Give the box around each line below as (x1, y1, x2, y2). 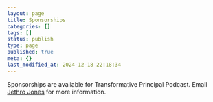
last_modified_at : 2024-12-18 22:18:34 (7, 61, 122, 68)
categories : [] (7, 23, 51, 30)
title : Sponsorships (7, 17, 67, 23)
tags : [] (7, 29, 32, 37)
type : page (7, 42, 38, 49)
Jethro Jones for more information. (7, 88, 106, 96)
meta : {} (7, 55, 32, 62)
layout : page (7, 10, 45, 17)
